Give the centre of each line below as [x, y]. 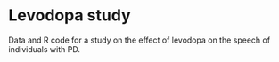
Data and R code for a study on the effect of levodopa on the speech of [139, 40]
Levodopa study [70, 15]
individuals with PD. [45, 49]
